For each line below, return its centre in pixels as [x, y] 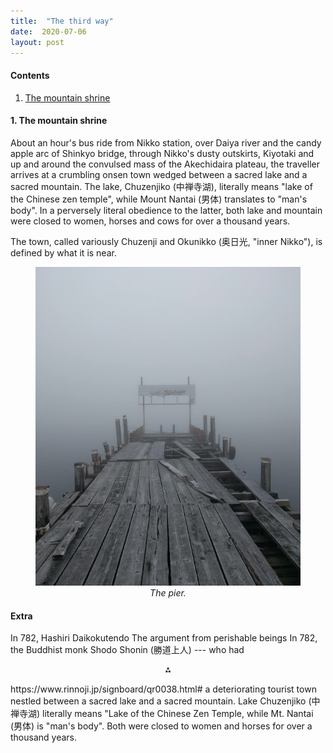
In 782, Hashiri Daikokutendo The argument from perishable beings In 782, [164, 638]
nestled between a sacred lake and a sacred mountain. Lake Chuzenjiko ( [161, 701]
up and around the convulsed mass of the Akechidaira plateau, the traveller [165, 164]
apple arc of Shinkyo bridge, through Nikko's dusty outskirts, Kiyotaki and [162, 153]
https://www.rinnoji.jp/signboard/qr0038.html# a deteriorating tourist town [163, 689]
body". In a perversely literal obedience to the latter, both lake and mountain [166, 210]
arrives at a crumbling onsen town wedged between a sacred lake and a [159, 174]
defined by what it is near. [63, 252]
